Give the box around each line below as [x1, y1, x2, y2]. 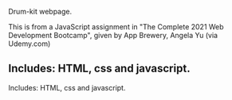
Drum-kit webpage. [8, 7, 73, 16]
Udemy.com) [8, 39, 51, 48]
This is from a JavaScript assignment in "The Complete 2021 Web [8, 22, 225, 31]
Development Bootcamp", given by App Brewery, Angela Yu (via [8, 31, 218, 40]
